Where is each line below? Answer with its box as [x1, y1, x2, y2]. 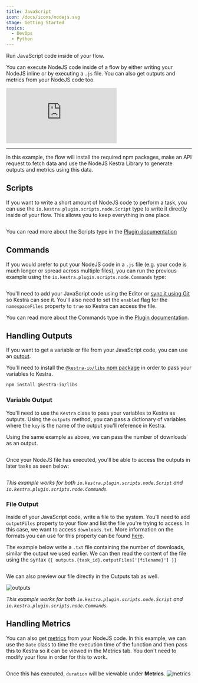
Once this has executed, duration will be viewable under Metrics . [6, 670, 166, 677]
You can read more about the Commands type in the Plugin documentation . [6, 314, 190, 321]
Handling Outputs [6, 331, 72, 341]
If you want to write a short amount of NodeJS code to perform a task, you [6, 199, 187, 206]
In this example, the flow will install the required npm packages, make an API [6, 154, 192, 160]
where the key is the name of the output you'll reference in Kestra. [6, 422, 166, 429]
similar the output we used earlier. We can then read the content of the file [6, 550, 187, 557]
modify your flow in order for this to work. [6, 653, 107, 661]
